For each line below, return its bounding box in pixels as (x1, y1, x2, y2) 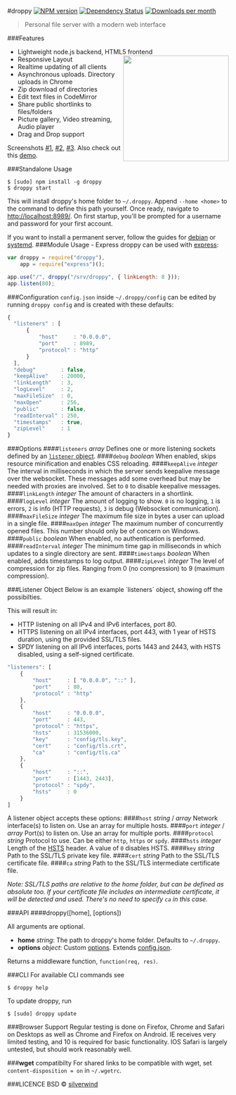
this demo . (7, 151, 39, 159)
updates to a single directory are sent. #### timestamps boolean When (7, 550, 210, 558)
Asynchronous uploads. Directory (17, 70, 115, 78)
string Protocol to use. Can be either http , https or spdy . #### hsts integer (7, 836, 221, 845)
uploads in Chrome (17, 78, 73, 86)
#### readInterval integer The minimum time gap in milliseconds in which (7, 542, 221, 550)
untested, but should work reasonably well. (7, 1045, 132, 1053)
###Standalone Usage (7, 165, 72, 173)
